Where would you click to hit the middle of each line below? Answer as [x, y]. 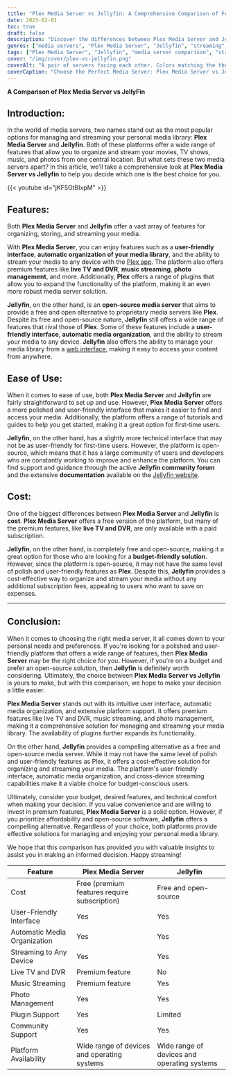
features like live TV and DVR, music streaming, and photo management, [111, 718]
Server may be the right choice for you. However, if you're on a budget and [115, 660]
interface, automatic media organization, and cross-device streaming [106, 776]
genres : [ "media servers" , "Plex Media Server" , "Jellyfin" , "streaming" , [118, 46]
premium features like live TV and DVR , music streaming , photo [100, 269]
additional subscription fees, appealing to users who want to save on [105, 586]
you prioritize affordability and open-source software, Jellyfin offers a [107, 819]
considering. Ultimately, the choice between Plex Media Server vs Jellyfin [114, 675]
